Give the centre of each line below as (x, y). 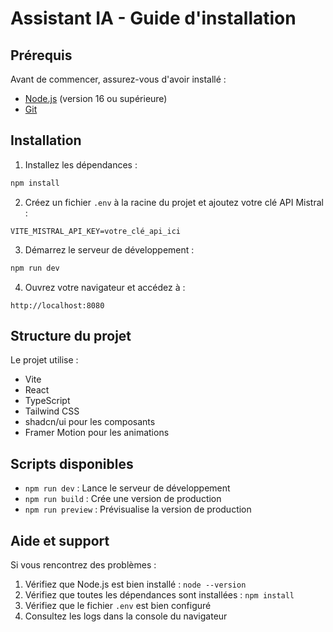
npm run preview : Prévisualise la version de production (138, 509)
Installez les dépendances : (81, 164)
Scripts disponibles (72, 463)
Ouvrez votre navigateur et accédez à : (105, 287)
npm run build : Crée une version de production (123, 499)
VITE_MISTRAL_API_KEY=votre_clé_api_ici (96, 231)
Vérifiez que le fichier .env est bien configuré (118, 605)
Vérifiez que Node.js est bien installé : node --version (135, 584)
